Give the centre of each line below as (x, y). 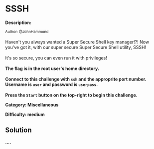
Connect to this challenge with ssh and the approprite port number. (76, 79)
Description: (18, 22)
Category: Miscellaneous (32, 104)
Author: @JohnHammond (27, 31)
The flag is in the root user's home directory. (52, 68)
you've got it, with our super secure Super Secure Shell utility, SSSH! (76, 47)
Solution (18, 130)
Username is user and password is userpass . (52, 84)
